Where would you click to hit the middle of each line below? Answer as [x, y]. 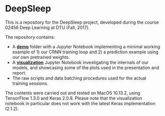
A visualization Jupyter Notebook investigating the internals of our [80, 62]
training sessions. [30, 83]
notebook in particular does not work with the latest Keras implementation [80, 103]
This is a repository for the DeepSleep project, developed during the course [82, 22]
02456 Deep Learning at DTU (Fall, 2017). [47, 27]
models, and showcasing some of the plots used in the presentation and [86, 68]
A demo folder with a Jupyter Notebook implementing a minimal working [86, 46]
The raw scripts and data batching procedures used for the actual [79, 78]
